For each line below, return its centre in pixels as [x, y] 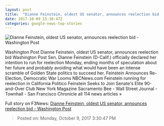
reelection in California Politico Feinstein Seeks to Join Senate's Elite [74, 84]
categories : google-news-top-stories [44, 23]
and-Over [15, 89]
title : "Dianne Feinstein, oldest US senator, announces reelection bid [82, 14]
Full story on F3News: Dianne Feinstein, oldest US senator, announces [76, 103]
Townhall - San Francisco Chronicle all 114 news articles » [63, 94]
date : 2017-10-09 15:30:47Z [34, 19]
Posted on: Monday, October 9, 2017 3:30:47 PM [67, 118]
